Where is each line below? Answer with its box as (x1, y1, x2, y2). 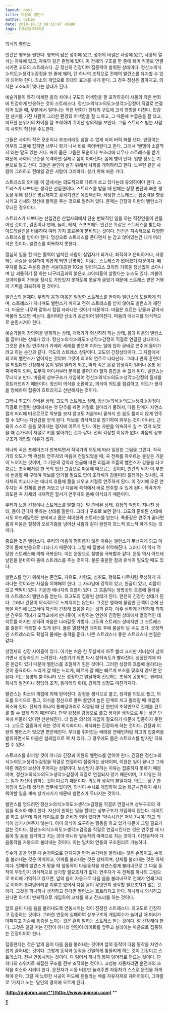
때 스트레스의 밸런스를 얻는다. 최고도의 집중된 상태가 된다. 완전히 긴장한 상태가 (5, 593, 159, 599)
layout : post (5, 7, 33, 13)
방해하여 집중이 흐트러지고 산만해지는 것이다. (10, 387, 98, 393)
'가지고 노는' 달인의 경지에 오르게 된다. (10, 980, 86, 986)
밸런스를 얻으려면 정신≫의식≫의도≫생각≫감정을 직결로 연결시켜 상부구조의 (5, 801, 155, 807)
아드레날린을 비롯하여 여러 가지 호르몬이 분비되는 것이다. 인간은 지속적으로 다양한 (5, 228, 164, 234)
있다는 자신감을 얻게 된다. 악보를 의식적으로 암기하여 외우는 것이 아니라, (16, 417, 156, 423)
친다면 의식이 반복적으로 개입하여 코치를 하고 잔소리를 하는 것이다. (5, 894, 135, 900)
